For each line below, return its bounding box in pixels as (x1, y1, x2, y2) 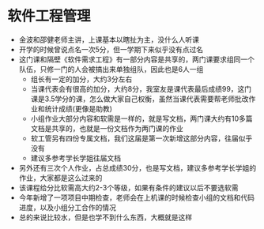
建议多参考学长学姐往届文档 (30, 153, 122, 163)
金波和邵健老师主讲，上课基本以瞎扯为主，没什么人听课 (18, 35, 199, 44)
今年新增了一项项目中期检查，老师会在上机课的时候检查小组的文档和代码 (18, 193, 255, 202)
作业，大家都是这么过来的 (18, 173, 103, 182)
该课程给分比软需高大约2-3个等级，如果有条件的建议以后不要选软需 (18, 182, 239, 192)
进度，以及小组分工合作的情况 (18, 202, 116, 212)
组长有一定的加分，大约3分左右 (30, 74, 133, 84)
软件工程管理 (7, 7, 92, 25)
